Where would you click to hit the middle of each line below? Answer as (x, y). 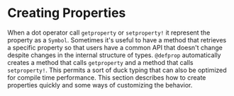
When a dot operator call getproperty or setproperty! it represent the (109, 32)
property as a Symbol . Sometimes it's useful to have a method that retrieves (117, 40)
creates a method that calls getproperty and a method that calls (100, 62)
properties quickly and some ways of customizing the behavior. (100, 85)
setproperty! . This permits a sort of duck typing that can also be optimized (117, 70)
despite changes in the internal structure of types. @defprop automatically (114, 55)
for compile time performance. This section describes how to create (107, 77)
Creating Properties (67, 13)
